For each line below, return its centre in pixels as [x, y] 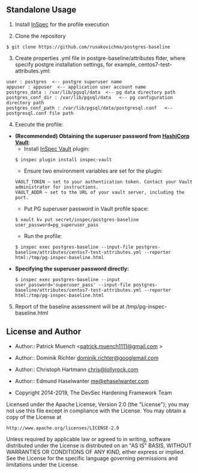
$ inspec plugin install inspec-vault [63, 159]
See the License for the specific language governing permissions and [92, 458]
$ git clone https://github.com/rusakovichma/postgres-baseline [88, 47]
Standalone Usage [41, 10]
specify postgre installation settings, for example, [76, 64]
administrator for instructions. [57, 187]
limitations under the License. [43, 465]
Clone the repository [40, 36]
